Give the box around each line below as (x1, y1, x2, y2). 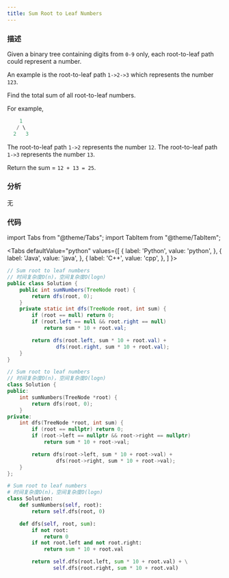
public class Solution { (7, 280, 78, 287)
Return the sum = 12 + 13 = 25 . (7, 163, 96, 171)
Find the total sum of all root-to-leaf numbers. (7, 91, 136, 99)
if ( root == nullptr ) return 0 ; (31, 426, 124, 433)
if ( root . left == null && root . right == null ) (31, 318, 167, 326)
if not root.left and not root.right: (31, 540, 142, 546)
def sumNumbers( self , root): (19, 502, 103, 509)
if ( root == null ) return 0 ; (31, 312, 115, 319)
